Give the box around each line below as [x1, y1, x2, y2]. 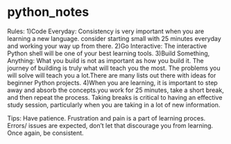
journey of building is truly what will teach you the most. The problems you [7, 64, 221, 72]
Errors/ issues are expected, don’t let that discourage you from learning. [7, 121, 214, 129]
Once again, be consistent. [7, 129, 85, 137]
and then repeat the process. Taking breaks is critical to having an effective [7, 93, 223, 101]
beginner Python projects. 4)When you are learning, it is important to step [7, 78, 219, 87]
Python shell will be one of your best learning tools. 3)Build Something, [7, 49, 210, 57]
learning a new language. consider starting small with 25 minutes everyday [7, 34, 222, 42]
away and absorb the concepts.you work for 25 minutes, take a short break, [7, 86, 224, 94]
